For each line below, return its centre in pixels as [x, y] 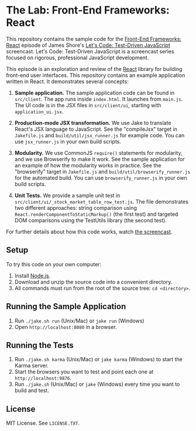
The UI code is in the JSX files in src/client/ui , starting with [88, 105]
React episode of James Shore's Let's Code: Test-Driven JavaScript [88, 45]
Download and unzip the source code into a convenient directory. [93, 281]
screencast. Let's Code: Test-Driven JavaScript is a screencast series [90, 51]
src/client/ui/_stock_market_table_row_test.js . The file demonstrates [102, 201]
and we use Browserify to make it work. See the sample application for [100, 159]
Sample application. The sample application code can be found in [94, 93]
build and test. [32, 391]
